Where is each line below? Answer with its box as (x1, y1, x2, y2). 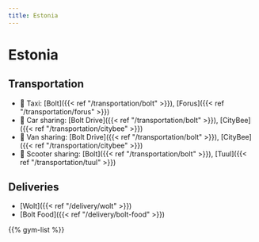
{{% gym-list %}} (8, 225, 65, 235)
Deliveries (8, 180, 59, 194)
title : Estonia (8, 11, 59, 20)
